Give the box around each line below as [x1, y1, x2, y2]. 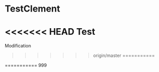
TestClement [5, 3, 60, 15]
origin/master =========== [93, 52, 155, 58]
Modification [5, 43, 31, 49]
